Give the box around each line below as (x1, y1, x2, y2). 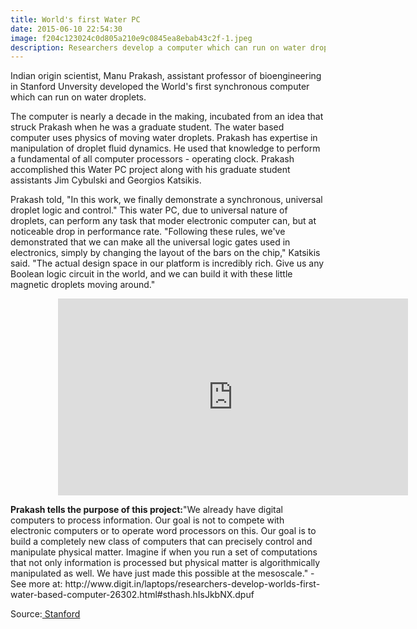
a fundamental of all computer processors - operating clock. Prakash (10, 153, 295, 165)
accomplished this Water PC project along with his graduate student (10, 164, 291, 176)
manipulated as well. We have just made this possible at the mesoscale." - (10, 567, 315, 580)
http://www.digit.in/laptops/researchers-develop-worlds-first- (64, 578, 321, 590)
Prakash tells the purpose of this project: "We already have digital (10, 504, 284, 516)
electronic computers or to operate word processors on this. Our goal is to (10, 525, 317, 537)
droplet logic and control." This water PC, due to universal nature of (10, 204, 288, 216)
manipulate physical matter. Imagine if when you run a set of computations (10, 546, 318, 558)
